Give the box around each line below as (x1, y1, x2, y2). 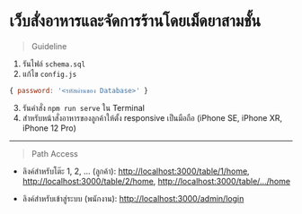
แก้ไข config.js (22, 68, 77, 79)
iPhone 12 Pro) (22, 123, 76, 133)
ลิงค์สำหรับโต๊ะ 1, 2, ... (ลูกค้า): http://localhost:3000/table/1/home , (22, 166, 250, 176)
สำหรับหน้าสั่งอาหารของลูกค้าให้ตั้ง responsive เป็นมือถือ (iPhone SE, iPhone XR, (22, 112, 283, 123)
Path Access (31, 148, 78, 158)
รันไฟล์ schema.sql (22, 58, 86, 69)
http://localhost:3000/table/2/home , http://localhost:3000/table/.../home (22, 175, 290, 186)
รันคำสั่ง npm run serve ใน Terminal (22, 102, 146, 113)
